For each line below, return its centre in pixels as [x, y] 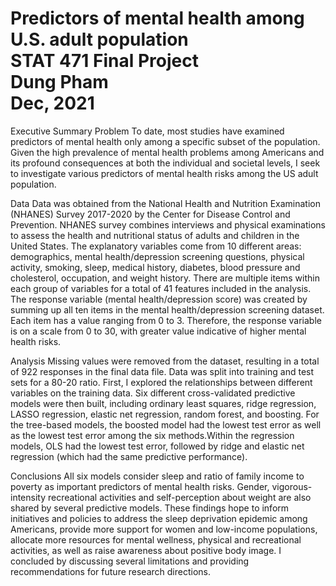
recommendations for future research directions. [111, 571]
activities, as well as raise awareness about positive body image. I [146, 550]
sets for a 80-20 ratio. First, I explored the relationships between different [161, 382]
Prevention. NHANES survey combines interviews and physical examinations [168, 224]
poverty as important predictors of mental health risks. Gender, [140, 486]
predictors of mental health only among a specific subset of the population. [165, 141]
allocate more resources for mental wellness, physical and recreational [156, 539]
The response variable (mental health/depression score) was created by [159, 299]
